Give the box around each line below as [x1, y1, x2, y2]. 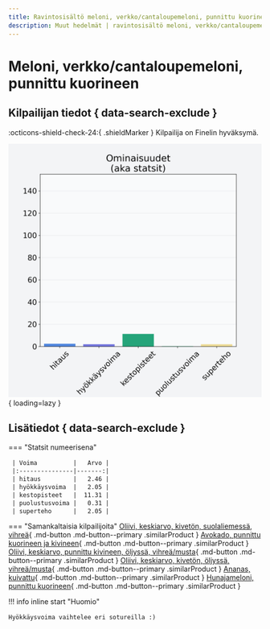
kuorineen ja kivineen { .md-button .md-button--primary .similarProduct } [8, 539, 249, 549]
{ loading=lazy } [8, 398, 62, 408]
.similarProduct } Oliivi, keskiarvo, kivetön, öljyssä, [63, 556, 231, 565]
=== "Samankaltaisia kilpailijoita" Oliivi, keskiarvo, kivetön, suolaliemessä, [8, 521, 253, 531]
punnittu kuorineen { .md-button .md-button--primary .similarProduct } [8, 582, 241, 591]
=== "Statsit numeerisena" [8, 442, 97, 452]
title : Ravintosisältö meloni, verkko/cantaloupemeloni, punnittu [8, 13, 235, 21]
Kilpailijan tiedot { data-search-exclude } [8, 106, 218, 120]
